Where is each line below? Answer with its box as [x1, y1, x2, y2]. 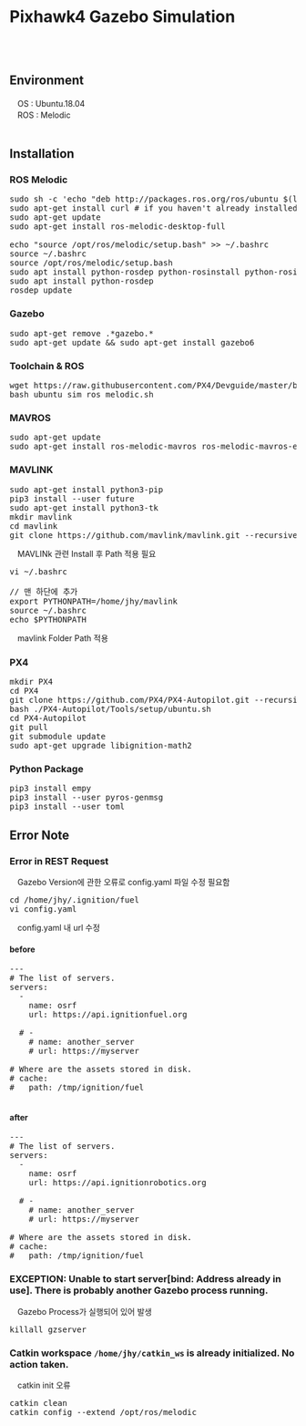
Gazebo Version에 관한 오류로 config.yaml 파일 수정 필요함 [16, 876, 230, 887]
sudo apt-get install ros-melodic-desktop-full [9, 222, 226, 232]
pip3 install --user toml [9, 801, 126, 812]
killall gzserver [9, 1324, 87, 1335]
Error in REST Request [9, 854, 109, 867]
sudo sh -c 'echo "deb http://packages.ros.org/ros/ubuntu [9, 194, 280, 204]
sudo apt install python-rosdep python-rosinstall [9, 267, 240, 277]
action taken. [9, 1358, 69, 1370]
